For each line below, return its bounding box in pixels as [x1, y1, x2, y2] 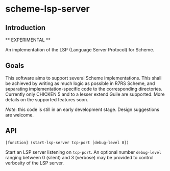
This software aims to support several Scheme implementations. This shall [5, 75, 162, 81]
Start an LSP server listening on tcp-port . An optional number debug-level [5, 149, 162, 155]
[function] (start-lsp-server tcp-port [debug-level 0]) [5, 140, 129, 145]
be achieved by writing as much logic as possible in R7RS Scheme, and [5, 80, 155, 87]
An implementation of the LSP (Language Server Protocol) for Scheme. [5, 47, 155, 52]
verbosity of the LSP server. [5, 160, 64, 166]
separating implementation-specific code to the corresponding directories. [5, 85, 162, 92]
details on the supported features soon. [5, 96, 88, 102]
